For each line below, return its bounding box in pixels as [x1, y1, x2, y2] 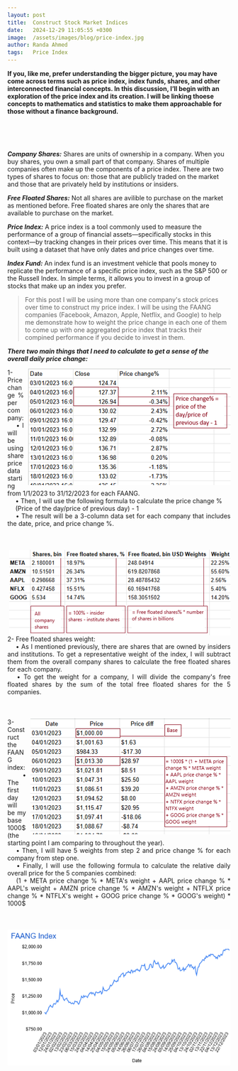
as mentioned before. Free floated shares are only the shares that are [7, 201, 210, 210]
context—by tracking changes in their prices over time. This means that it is [7, 238, 228, 246]
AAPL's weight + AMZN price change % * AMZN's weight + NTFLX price [7, 884, 231, 893]
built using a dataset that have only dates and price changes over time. [7, 245, 215, 254]
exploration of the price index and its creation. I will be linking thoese [7, 92, 215, 100]
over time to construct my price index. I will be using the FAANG [24, 303, 211, 311]
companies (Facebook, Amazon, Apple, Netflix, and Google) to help [24, 311, 222, 319]
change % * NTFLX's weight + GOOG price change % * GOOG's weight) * [7, 892, 231, 900]
